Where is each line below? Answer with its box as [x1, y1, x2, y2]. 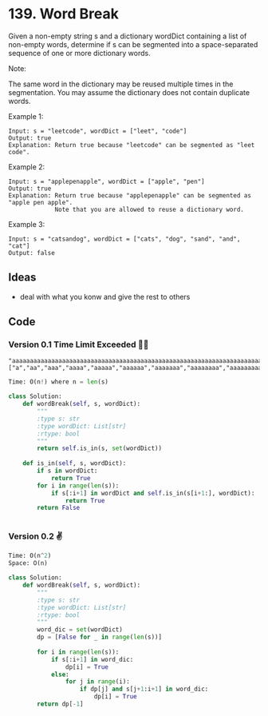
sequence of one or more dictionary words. [8, 48, 151, 58]
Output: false [8, 249, 56, 257]
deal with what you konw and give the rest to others [19, 292, 191, 301]
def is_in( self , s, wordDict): [22, 459, 127, 467]
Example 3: [8, 219, 45, 229]
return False [37, 504, 81, 512]
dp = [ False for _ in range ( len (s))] [37, 633, 162, 642]
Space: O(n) [8, 559, 48, 567]
